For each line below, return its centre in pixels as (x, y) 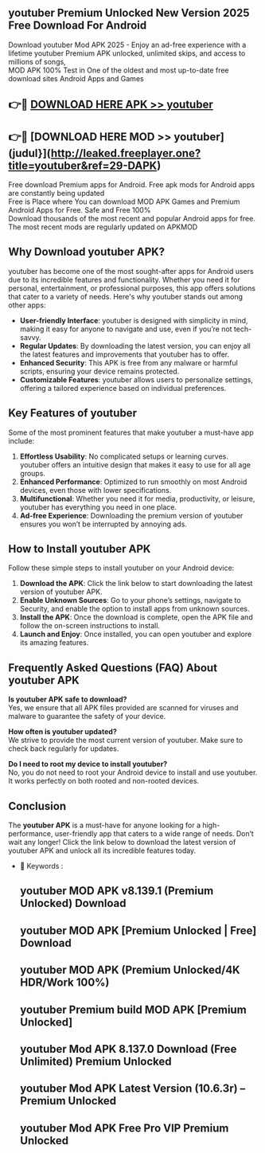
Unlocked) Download (73, 903)
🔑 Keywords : (41, 866)
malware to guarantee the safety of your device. (87, 717)
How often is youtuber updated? (62, 732)
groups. (33, 473)
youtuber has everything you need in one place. (98, 507)
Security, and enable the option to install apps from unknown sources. (134, 609)
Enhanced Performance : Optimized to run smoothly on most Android (133, 482)
